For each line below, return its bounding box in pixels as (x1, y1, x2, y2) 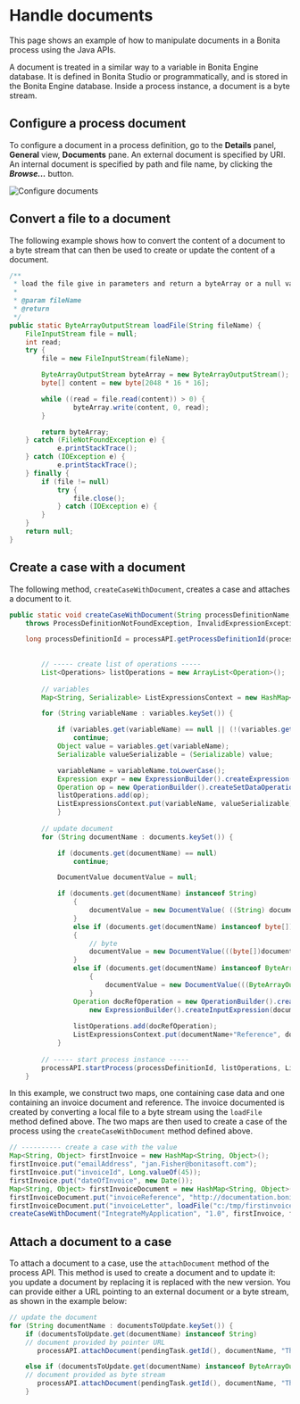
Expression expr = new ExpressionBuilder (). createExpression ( (56, 774, 294, 784)
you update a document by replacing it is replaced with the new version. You (9, 1277, 291, 1288)
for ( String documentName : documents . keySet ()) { (41, 832, 234, 842)
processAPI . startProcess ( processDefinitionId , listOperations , (41, 1063, 281, 1072)
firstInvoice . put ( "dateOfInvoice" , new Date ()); (9, 1176, 194, 1185)
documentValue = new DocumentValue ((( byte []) (88, 947, 262, 956)
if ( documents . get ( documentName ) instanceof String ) (56, 889, 257, 898)
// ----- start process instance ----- (41, 1055, 190, 1064)
